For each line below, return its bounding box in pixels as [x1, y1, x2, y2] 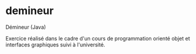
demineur [5, 4, 54, 18]
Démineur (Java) [5, 23, 46, 31]
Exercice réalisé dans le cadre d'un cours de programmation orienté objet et [5, 35, 190, 42]
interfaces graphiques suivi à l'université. [5, 41, 105, 48]
